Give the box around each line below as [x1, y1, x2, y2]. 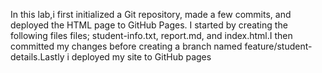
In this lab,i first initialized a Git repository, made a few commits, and [10, 9, 292, 20]
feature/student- [244, 40, 313, 52]
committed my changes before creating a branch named [10, 40, 243, 52]
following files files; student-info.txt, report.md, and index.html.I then [10, 30, 293, 41]
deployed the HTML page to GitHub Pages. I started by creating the [10, 19, 288, 31]
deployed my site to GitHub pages [71, 51, 212, 63]
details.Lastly [10, 51, 65, 63]
